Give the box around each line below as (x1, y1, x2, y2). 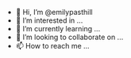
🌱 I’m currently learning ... (15, 24, 101, 33)
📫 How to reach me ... (15, 42, 90, 50)
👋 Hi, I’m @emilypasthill (15, 8, 93, 16)
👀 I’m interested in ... (15, 16, 83, 25)
